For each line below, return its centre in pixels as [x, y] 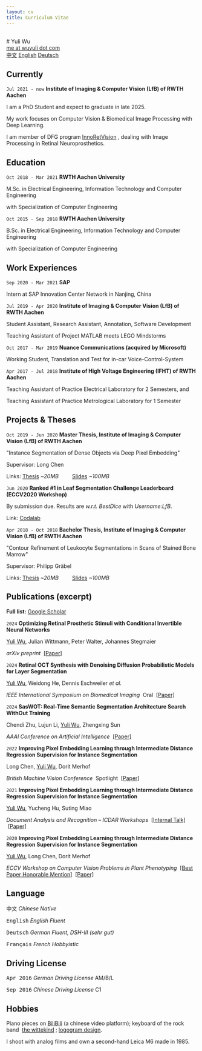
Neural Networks [28, 629]
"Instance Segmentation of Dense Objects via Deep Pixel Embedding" [93, 453]
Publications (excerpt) [49, 597]
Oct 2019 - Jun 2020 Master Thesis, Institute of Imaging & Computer [94, 435]
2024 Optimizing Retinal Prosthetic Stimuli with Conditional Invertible [94, 623]
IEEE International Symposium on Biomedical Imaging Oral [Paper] [91, 695]
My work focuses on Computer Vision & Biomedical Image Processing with [99, 119]
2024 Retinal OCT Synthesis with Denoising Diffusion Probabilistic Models [100, 665]
